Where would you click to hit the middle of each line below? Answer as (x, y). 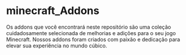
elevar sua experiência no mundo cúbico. (57, 46)
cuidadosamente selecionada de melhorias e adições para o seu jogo (91, 33)
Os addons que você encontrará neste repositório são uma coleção (89, 27)
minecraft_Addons (53, 11)
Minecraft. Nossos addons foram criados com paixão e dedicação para (93, 39)
